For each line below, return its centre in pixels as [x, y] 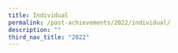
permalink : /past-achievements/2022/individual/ [89, 23]
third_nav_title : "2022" [49, 37]
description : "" [35, 30]
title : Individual [38, 15]
